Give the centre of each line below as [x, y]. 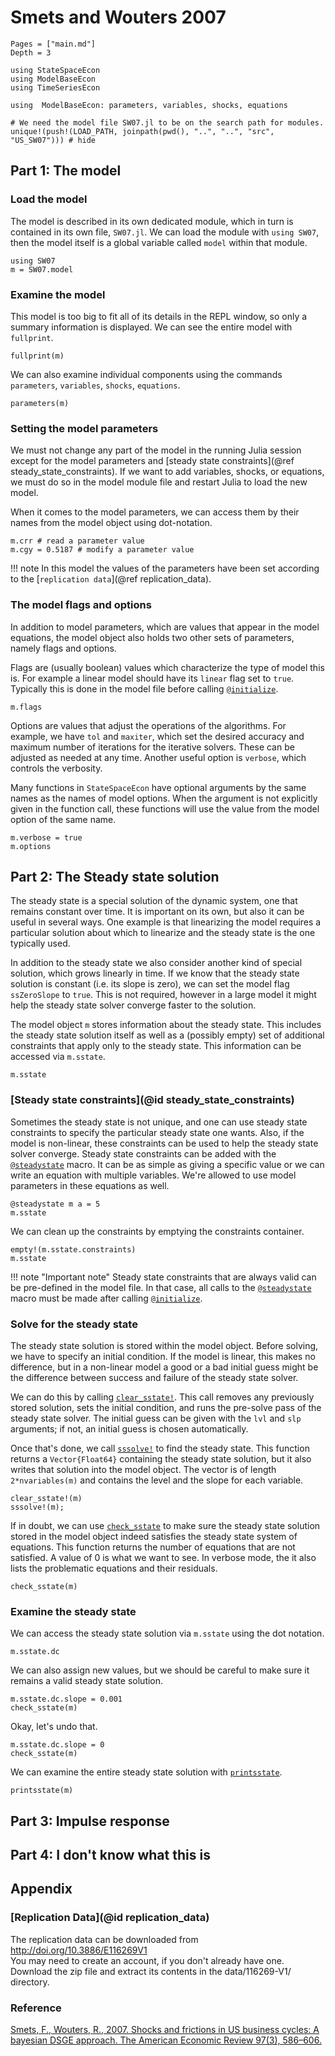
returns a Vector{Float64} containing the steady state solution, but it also [161, 1458]
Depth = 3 [31, 52]
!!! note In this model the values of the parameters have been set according [165, 568]
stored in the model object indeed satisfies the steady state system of [154, 1536]
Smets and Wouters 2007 [118, 17]
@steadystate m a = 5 [55, 1204]
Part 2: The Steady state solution [115, 876]
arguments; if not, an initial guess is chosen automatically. [129, 1428]
